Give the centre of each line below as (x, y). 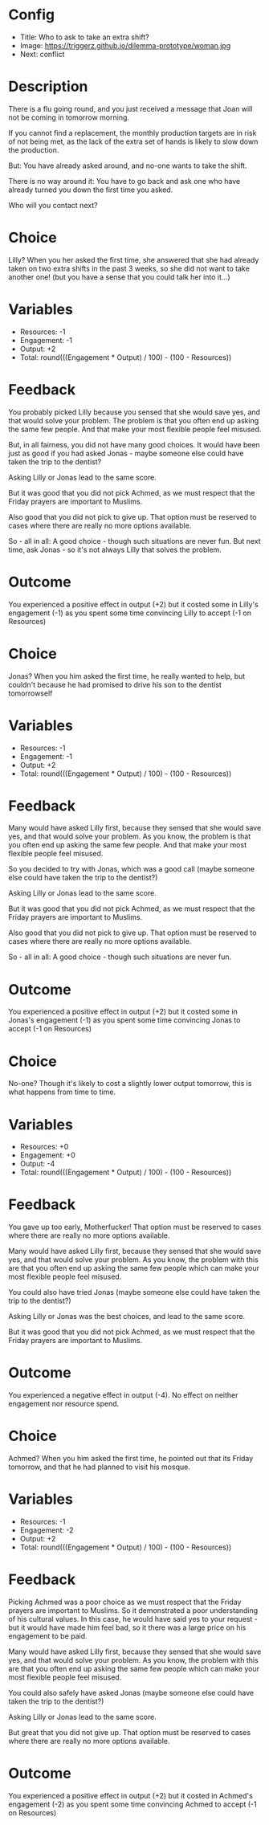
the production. (34, 149)
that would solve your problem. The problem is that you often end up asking (134, 420)
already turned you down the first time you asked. (91, 190)
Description (48, 87)
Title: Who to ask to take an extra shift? (85, 37)
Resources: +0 (44, 1147)
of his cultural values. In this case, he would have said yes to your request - (133, 1619)
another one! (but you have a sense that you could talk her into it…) (119, 277)
